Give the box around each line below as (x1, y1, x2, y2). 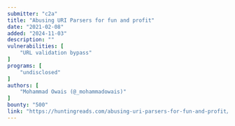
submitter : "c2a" (7, 10, 58, 17)
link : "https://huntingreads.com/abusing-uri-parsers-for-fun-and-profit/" (7, 108, 233, 115)
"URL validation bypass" (20, 50, 92, 57)
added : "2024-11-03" (7, 29, 68, 37)
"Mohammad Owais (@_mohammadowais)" (20, 88, 127, 95)
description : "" (7, 36, 55, 43)
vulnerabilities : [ (7, 43, 64, 50)
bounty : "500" (7, 101, 49, 108)
